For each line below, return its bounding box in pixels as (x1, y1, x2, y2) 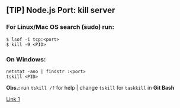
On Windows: (6, 55, 46, 63)
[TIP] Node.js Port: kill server (6, 5, 115, 15)
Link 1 (6, 95, 20, 103)
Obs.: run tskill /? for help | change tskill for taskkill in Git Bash (6, 84, 175, 91)
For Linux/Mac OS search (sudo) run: (6, 23, 114, 31)
